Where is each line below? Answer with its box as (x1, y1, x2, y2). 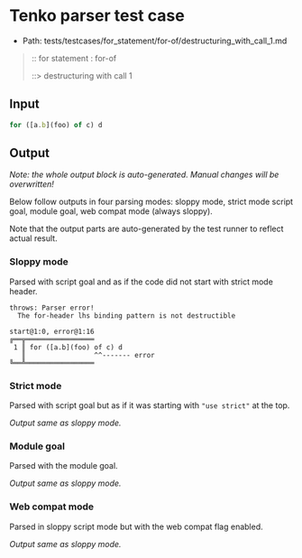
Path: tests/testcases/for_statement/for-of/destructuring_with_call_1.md (22, 35, 288, 46)
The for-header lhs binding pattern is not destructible (17, 311, 236, 321)
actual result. (9, 233, 58, 244)
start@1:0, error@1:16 (9, 327, 95, 336)
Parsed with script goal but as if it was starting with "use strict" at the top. (9, 400, 290, 411)
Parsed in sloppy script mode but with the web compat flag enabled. (9, 521, 263, 532)
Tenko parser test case (9, 5, 185, 26)
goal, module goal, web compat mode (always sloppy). (9, 206, 214, 217)
